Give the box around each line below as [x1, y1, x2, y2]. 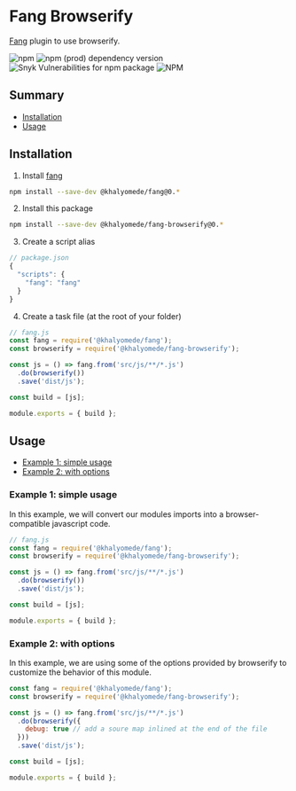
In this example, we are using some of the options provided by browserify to [9, 657, 287, 668]
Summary [9, 88, 65, 103]
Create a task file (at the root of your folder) [21, 310, 182, 321]
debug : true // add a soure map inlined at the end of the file [25, 724, 268, 733]
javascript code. [51, 518, 111, 529]
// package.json [9, 254, 69, 262]
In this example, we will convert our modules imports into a [9, 508, 224, 520]
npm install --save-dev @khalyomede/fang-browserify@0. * [9, 220, 224, 230]
